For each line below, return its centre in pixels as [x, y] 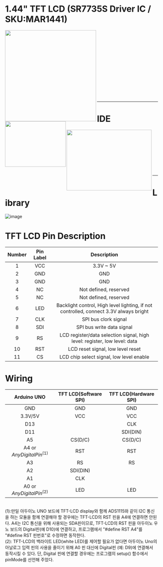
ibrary [17, 203]
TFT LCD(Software [80, 394]
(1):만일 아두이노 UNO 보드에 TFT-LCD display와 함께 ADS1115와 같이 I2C [75, 511]
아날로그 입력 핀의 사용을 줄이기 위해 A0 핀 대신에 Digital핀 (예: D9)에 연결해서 [79, 548]
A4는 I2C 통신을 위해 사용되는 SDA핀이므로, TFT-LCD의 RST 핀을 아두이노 [82, 523]
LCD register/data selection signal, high [105, 335]
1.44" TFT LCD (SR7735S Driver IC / [78, 9]
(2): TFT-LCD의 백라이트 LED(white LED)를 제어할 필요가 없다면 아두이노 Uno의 [81, 541]
